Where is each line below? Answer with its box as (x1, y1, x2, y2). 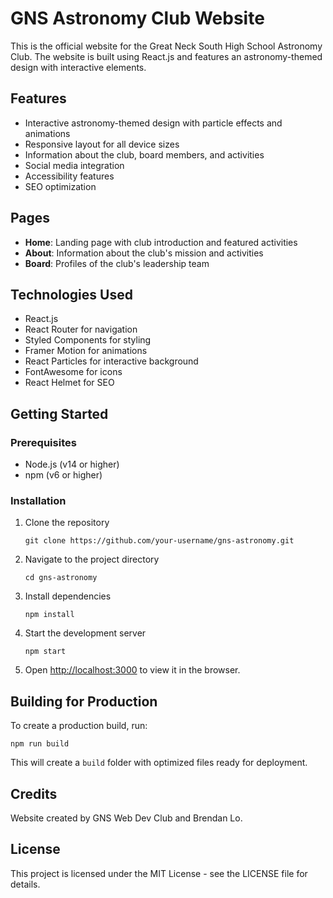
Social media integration (24, 159, 125, 171)
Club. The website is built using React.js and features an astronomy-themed (10, 50, 323, 62)
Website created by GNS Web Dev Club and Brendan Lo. (10, 812, 243, 824)
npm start (24, 647, 67, 657)
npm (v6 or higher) (24, 469, 103, 481)
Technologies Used (10, 286, 133, 303)
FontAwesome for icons (24, 366, 123, 378)
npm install (24, 610, 75, 620)
